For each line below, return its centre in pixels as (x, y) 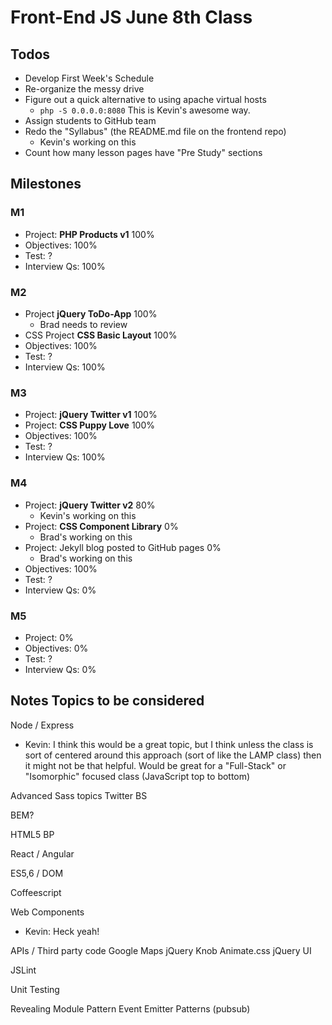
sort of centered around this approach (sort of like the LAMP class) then (173, 755)
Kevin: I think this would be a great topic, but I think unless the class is (169, 744)
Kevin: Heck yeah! (62, 931)
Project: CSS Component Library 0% (101, 526)
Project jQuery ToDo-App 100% (91, 313)
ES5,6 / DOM (37, 873)
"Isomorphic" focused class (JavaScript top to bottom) (137, 776)
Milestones (46, 184)
